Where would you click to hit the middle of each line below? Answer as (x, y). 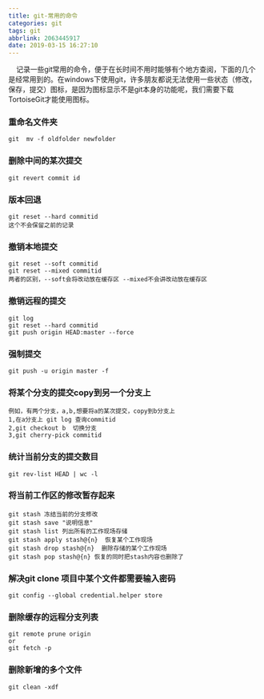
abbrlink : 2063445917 (44, 38)
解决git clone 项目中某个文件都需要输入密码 (92, 578)
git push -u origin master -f (59, 371)
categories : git (35, 23)
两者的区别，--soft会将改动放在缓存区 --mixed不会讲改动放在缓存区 (108, 280)
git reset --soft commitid (53, 264)
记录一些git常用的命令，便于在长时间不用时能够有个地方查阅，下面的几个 (136, 70)
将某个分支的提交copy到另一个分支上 (80, 392)
